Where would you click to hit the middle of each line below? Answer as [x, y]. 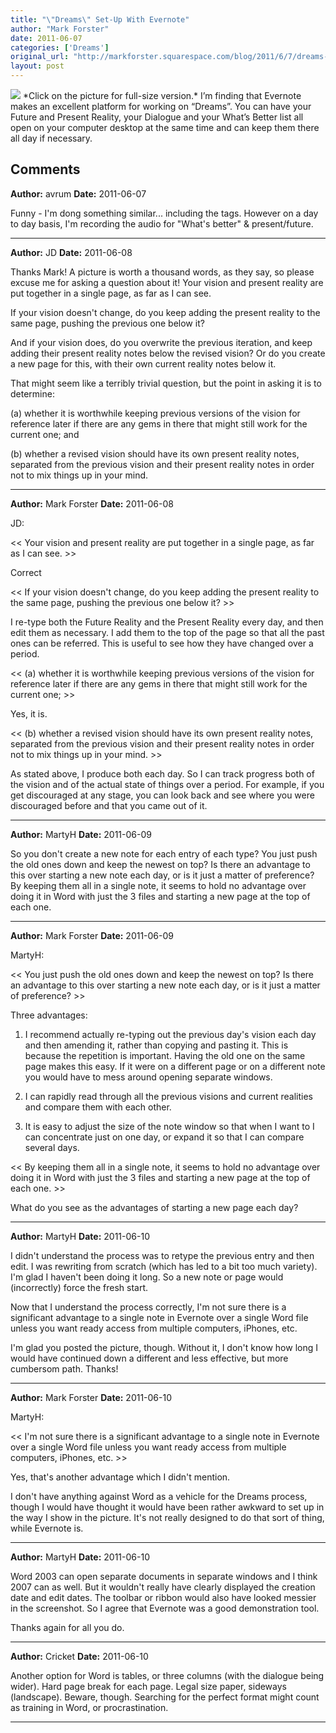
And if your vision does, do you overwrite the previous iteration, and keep [161, 342]
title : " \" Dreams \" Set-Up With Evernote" [100, 19]
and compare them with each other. [98, 1107]
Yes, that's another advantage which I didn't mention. [120, 1477]
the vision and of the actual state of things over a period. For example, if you [167, 784]
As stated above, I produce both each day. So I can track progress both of [162, 773]
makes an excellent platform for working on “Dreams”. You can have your [161, 106]
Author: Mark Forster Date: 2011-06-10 [91, 1397]
